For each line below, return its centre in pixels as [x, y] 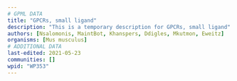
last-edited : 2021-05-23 [44, 54]
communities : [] [31, 60]
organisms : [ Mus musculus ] [47, 40]
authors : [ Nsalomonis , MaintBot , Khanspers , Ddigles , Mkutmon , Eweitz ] [116, 33]
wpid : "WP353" [28, 66]
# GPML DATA [25, 14]
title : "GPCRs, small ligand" [52, 20]
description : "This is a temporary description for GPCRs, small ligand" [119, 27]
